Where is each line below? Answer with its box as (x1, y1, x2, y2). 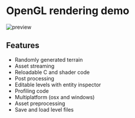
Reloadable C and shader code (14, 69, 90, 76)
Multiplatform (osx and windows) (14, 93, 95, 100)
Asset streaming (14, 62, 55, 69)
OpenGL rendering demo (6, 4, 130, 18)
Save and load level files (14, 106, 74, 113)
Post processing (14, 75, 55, 82)
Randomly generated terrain (14, 56, 83, 63)
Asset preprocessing (14, 100, 65, 107)
